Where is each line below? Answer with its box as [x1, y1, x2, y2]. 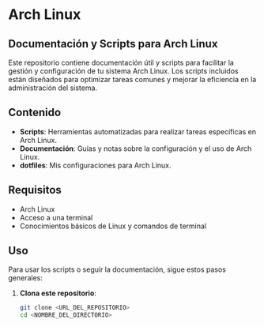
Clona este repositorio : [19, 288, 97, 298]
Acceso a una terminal [19, 212, 93, 222]
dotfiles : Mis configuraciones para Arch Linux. [19, 160, 172, 170]
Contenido [8, 106, 62, 119]
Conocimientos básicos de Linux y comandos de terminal [19, 221, 207, 231]
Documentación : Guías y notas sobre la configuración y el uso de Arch [19, 144, 252, 153]
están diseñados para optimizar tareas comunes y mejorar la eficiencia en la [8, 75, 257, 84]
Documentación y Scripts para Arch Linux [8, 37, 218, 51]
